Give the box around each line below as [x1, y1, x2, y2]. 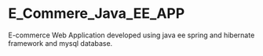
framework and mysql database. [8, 38, 113, 47]
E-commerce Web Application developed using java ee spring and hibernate [8, 30, 255, 40]
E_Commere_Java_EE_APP [8, 5, 185, 23]
